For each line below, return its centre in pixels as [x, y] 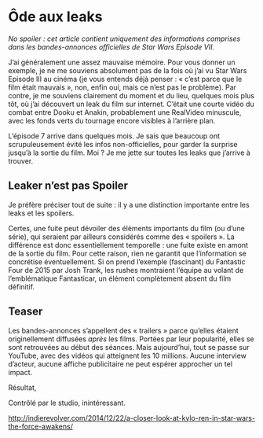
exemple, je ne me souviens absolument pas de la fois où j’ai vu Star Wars [128, 70]
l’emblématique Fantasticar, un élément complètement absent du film [120, 278]
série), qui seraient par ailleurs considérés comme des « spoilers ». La [122, 237]
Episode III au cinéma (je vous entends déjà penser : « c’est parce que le [125, 79]
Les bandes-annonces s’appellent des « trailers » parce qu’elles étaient [124, 330]
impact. [20, 372]
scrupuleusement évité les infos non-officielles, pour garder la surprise [123, 144]
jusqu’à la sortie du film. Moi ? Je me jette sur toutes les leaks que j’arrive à [130, 153]
